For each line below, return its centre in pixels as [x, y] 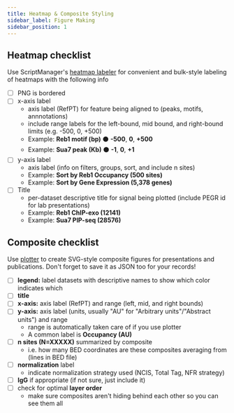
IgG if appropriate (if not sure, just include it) [81, 380]
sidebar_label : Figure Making [51, 20]
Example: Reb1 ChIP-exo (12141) [74, 213]
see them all [45, 403]
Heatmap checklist [49, 55]
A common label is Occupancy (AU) [80, 334]
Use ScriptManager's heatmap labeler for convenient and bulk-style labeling [117, 72]
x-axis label [34, 101]
